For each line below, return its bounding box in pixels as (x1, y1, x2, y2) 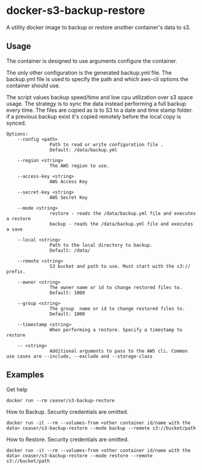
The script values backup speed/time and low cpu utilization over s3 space (6, 93, 194, 100)
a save (6, 226, 23, 232)
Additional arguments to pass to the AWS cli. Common (49, 348, 188, 354)
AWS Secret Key (49, 194, 88, 200)
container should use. (6, 82, 60, 89)
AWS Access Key (49, 178, 88, 184)
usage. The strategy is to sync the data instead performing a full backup (6, 100, 186, 107)
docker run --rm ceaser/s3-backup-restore (6, 397, 115, 403)
